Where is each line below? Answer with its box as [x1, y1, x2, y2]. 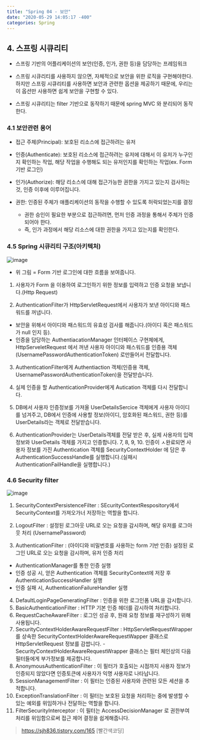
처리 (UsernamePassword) [21, 529, 87, 536]
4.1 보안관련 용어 [7, 124, 52, 132]
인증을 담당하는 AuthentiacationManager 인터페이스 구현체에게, [15, 336, 165, 343]
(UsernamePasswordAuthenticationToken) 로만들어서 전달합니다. [15, 351, 172, 358]
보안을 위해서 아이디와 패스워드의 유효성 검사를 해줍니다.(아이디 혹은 [15, 321, 173, 328]
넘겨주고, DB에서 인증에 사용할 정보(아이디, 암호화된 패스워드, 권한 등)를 [21, 411, 188, 418]
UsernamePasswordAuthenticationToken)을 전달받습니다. [15, 371, 154, 378]
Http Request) [23, 289, 58, 296]
